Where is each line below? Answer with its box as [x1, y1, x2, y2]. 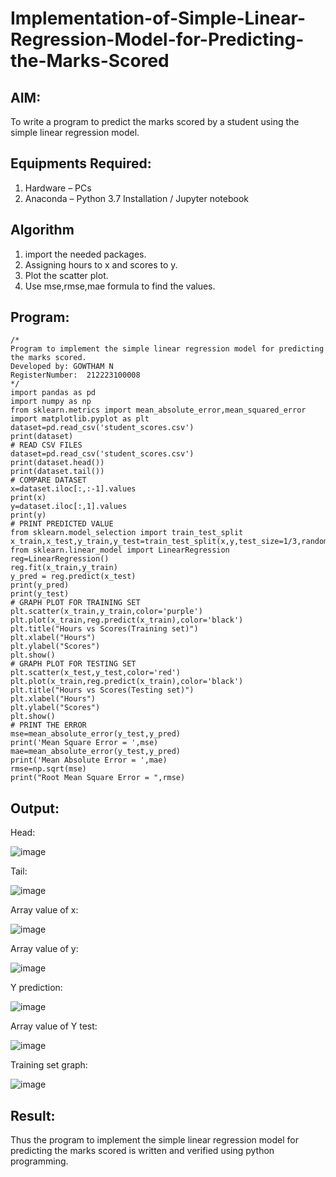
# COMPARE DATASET [10, 475, 87, 486]
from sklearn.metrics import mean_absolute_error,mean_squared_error [10, 405, 307, 416]
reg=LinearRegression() [10, 554, 110, 564]
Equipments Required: [10, 155, 152, 172]
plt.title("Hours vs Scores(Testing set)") [10, 685, 195, 696]
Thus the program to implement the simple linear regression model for [10, 1134, 299, 1146]
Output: [10, 800, 60, 817]
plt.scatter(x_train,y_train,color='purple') [10, 607, 203, 617]
